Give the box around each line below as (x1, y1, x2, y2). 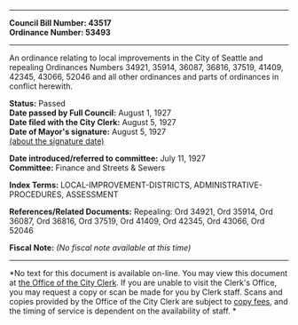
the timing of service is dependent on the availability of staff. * (9, 305, 237, 316)
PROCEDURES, (9, 189, 65, 200)
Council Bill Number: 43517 (9, 18, 112, 28)
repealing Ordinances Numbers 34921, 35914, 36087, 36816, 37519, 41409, (9, 62, 284, 72)
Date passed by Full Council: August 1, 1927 (9, 107, 171, 118)
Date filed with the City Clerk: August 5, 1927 (9, 117, 176, 127)
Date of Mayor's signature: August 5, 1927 (9, 126, 167, 137)
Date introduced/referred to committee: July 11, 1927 (9, 153, 206, 163)
